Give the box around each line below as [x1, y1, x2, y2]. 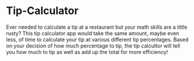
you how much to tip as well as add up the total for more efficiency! [6, 48, 168, 55]
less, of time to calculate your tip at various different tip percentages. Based [6, 36, 189, 43]
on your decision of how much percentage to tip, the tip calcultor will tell [6, 42, 181, 49]
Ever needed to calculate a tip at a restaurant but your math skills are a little [6, 23, 188, 30]
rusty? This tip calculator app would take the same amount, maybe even [6, 29, 179, 36]
